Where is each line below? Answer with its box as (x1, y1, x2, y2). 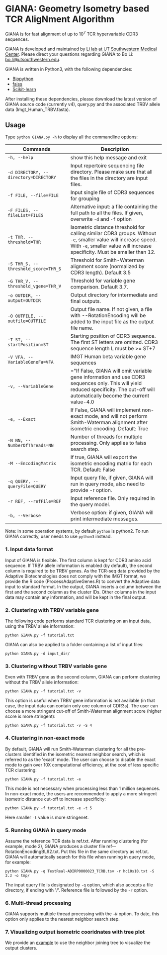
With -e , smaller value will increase (70, 242, 152, 249)
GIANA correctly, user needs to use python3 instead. (5, 533, 112, 540)
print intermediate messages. (70, 515, 139, 522)
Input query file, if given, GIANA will (70, 475, 153, 481)
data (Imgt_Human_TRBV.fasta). (5, 106, 71, 112)
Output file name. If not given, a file (70, 306, 153, 313)
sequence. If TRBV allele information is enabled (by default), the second (5, 563, 153, 569)
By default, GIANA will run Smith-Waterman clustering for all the (5, 746, 136, 752)
